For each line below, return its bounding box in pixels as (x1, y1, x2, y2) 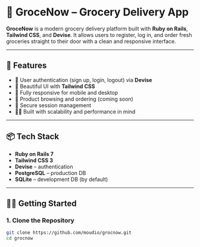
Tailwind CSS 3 (14, 157, 54, 164)
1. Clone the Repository (6, 216, 74, 224)
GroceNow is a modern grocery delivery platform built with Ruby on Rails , (6, 25, 189, 32)
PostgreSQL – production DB (14, 169, 86, 176)
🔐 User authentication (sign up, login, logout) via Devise (14, 76, 152, 83)
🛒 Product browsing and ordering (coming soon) (14, 95, 134, 102)
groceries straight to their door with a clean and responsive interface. (6, 37, 177, 45)
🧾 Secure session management (14, 101, 92, 109)
